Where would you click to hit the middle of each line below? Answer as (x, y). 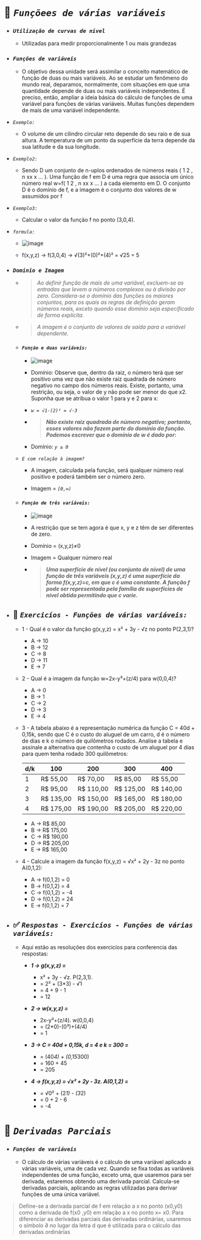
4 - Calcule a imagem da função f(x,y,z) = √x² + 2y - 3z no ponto (103, 861)
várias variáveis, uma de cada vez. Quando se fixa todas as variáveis (108, 1168)
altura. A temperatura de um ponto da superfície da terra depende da (108, 140)
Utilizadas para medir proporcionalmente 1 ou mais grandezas (99, 43)
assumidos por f (42, 196)
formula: (24, 232)
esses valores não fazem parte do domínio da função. (116, 429)
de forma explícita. (60, 315)
